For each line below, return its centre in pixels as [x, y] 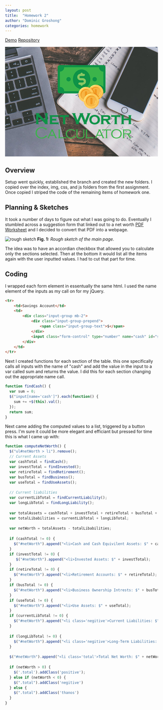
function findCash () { [28, 386]
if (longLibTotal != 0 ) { [36, 636]
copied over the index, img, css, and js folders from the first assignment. [77, 187]
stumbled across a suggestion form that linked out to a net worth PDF [74, 224]
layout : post [18, 10]
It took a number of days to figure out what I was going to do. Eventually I [78, 219]
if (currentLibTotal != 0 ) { [39, 616]
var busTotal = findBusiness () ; [42, 477]
